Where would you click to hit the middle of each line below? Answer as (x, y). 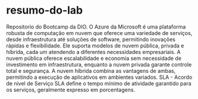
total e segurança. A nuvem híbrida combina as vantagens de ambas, (91, 71)
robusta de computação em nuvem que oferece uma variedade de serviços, (99, 33)
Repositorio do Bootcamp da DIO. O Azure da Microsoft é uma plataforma (96, 27)
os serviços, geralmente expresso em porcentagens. (71, 90)
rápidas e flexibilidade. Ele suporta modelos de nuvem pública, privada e (95, 46)
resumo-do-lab (45, 10)
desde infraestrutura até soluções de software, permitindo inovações (91, 39)
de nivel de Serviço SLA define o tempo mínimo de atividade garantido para (99, 83)
